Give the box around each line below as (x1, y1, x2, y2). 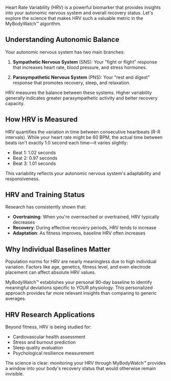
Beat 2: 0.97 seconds (12, 155, 58, 161)
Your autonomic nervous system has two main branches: (5, 49, 125, 55)
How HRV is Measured (5, 115, 78, 124)
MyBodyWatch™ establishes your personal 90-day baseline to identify (5, 279, 152, 285)
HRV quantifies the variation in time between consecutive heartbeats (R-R (5, 129, 161, 135)
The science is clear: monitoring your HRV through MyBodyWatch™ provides (5, 360, 166, 366)
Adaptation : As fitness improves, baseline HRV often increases (12, 230, 145, 236)
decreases (12, 219, 35, 225)
